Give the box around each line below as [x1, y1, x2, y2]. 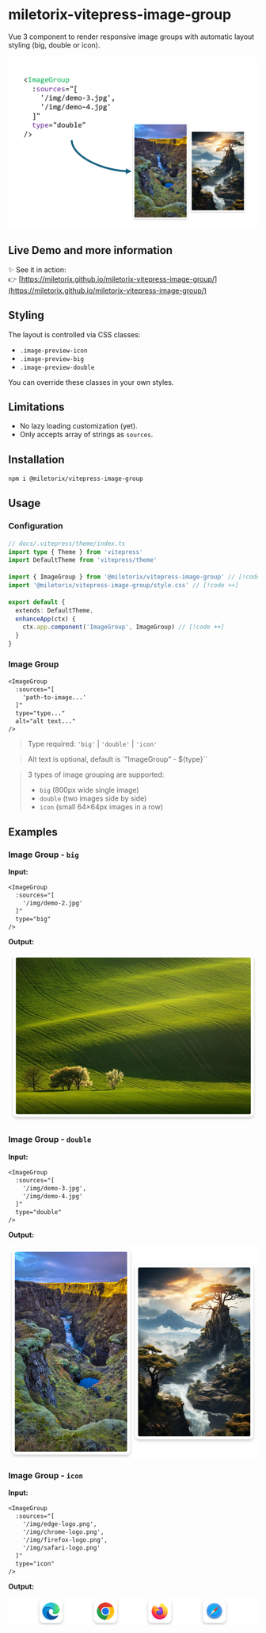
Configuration [8, 521, 63, 532]
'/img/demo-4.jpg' [22, 1192, 83, 1200]
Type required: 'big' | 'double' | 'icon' [27, 740, 158, 749]
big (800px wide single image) [39, 786, 140, 795]
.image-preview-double [19, 363, 95, 371]
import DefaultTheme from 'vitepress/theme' [8, 556, 158, 564]
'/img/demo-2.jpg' [22, 899, 83, 908]
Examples [8, 825, 58, 839]
